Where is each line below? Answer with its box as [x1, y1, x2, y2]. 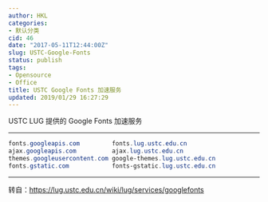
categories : [8, 19, 48, 27]
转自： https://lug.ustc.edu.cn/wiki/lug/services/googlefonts [8, 184, 205, 194]
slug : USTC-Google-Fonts [8, 49, 91, 57]
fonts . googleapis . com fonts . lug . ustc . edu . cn [8, 140, 187, 148]
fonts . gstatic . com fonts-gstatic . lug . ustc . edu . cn [8, 161, 216, 170]
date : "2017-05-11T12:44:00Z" [8, 42, 109, 50]
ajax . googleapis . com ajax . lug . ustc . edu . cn [8, 147, 183, 156]
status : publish [8, 57, 62, 65]
